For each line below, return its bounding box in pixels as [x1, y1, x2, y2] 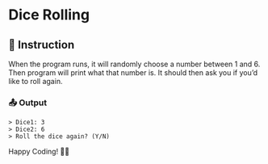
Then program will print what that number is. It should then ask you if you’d [8, 68, 258, 78]
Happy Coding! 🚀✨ [8, 147, 70, 157]
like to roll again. [8, 77, 63, 86]
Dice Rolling [8, 6, 90, 24]
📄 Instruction [8, 38, 75, 52]
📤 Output [8, 97, 47, 108]
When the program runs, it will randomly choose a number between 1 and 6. [8, 59, 261, 69]
